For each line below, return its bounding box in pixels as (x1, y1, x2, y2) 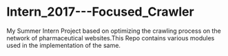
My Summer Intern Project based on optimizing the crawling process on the (6, 27, 221, 35)
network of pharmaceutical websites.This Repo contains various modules (6, 33, 215, 42)
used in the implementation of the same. (6, 41, 121, 49)
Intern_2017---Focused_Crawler (6, 4, 194, 20)
